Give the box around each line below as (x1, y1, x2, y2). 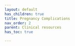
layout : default (4, 7, 37, 12)
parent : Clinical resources (4, 25, 62, 30)
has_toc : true (4, 30, 34, 34)
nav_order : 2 (4, 20, 31, 26)
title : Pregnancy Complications (4, 16, 70, 21)
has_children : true (4, 12, 44, 16)
